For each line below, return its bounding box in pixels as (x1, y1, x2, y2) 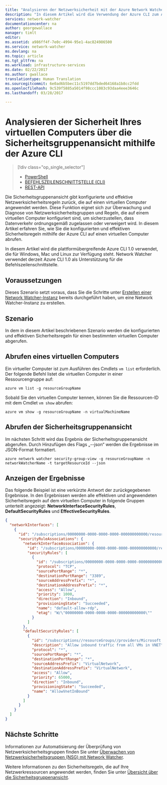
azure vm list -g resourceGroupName (5, 386, 81, 391)
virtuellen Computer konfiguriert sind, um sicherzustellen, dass (5, 215, 134, 221)
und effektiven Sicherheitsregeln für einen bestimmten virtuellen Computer (5, 332, 159, 338)
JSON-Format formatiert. (5, 447, 56, 453)
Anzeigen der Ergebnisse (5, 474, 85, 482)
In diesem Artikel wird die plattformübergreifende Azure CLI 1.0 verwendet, (5, 246, 158, 252)
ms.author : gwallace (5, 72, 48, 77)
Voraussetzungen (5, 276, 62, 285)
